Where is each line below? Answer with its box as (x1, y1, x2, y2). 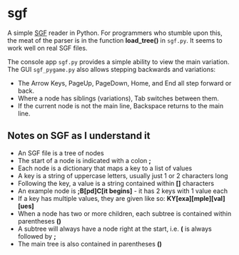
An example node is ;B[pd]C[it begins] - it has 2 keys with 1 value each (17, 187, 228, 195)
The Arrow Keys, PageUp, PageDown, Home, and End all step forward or (17, 78, 232, 87)
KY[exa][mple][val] (166, 194, 225, 202)
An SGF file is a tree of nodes (17, 148, 105, 157)
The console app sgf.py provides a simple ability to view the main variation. (7, 57, 230, 66)
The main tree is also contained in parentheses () (17, 239, 163, 248)
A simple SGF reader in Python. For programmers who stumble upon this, (7, 28, 223, 37)
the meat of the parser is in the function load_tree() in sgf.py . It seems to (7, 36, 223, 44)
